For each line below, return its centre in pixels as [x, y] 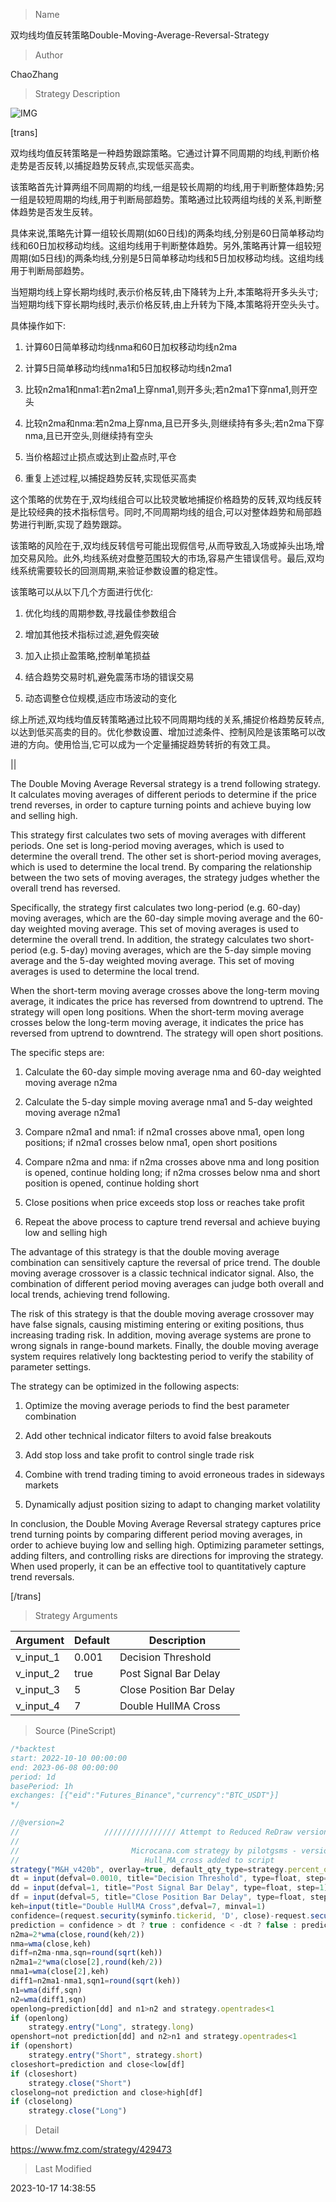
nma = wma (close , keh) [51, 1944]
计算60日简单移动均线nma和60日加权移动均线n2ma [131, 347]
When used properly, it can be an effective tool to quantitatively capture [158, 1566]
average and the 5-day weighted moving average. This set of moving [152, 960]
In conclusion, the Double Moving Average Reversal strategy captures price [166, 1523]
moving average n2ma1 [72, 1112]
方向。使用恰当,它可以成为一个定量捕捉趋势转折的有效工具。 [152, 744]
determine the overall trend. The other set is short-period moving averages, [166, 856]
